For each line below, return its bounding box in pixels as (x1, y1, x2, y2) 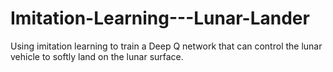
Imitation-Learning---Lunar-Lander (10, 7, 310, 30)
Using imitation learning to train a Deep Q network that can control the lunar (10, 40, 323, 52)
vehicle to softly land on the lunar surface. (10, 50, 184, 62)
